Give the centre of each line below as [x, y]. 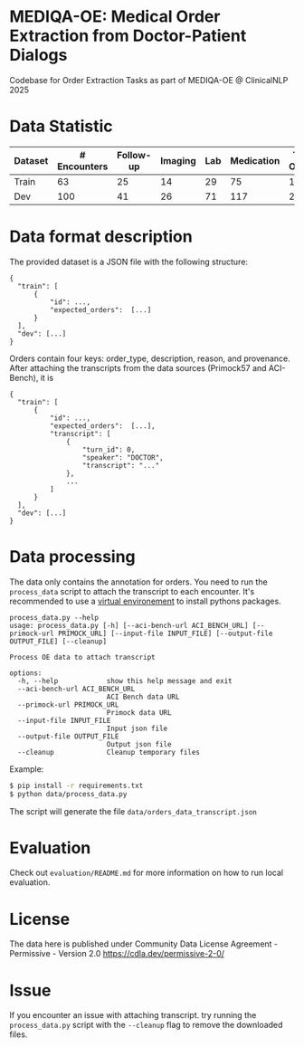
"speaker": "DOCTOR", [123, 457]
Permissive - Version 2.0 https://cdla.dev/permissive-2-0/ [117, 954]
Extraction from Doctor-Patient [128, 36]
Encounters [83, 167]
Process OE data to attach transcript [82, 657]
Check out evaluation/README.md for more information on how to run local [146, 873]
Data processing [72, 557]
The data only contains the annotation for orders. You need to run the [139, 582]
